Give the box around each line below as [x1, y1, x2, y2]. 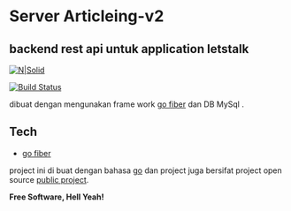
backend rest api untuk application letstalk [9, 41, 249, 57]
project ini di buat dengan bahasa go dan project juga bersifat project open [9, 165, 283, 176]
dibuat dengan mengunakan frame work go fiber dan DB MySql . [9, 99, 245, 109]
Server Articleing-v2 [9, 6, 165, 26]
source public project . [9, 174, 89, 185]
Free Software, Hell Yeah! [9, 192, 104, 202]
